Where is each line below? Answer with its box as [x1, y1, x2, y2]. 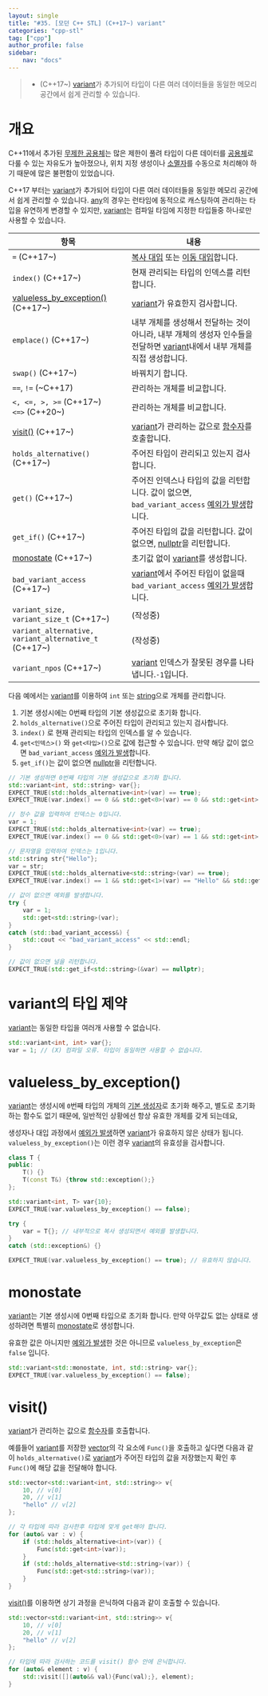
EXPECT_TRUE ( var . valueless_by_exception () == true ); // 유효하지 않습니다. [8, 1257, 253, 1265]
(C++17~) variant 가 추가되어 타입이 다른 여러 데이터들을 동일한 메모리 [39, 79, 258, 89]
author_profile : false [8, 42, 84, 50]
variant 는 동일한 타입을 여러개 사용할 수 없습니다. [8, 1022, 161, 1032]
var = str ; [8, 862, 45, 870]
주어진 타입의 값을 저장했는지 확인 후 [123, 1453, 237, 1462]
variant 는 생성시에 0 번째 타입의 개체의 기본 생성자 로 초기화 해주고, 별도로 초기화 [8, 1101, 256, 1110]
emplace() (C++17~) [12, 334, 90, 345]
